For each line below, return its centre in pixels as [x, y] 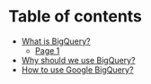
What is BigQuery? [56, 41]
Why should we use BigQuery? [78, 60]
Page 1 [47, 50]
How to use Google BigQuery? [77, 70]
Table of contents [75, 17]
